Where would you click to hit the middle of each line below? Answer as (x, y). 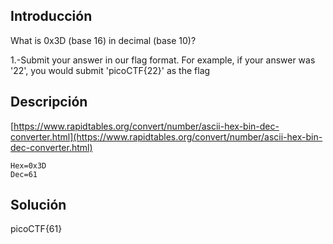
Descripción (49, 102)
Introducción (51, 16)
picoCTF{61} (36, 229)
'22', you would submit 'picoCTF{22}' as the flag (110, 70)
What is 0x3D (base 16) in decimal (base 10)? (103, 40)
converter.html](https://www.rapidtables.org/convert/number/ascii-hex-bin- (166, 136)
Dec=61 (24, 174)
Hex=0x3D (28, 165)
